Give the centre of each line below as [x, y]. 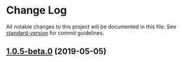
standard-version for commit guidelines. [55, 32]
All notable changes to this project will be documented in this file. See [91, 27]
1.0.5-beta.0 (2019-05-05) [56, 52]
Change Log [36, 10]
